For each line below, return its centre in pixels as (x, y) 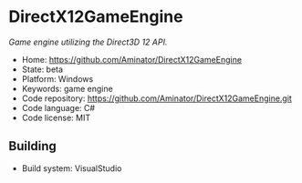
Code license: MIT (56, 117)
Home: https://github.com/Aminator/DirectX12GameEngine (132, 59)
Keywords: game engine (67, 88)
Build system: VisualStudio (72, 168)
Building (32, 146)
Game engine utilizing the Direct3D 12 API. (88, 42)
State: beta (42, 69)
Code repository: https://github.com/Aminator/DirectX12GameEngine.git (157, 98)
